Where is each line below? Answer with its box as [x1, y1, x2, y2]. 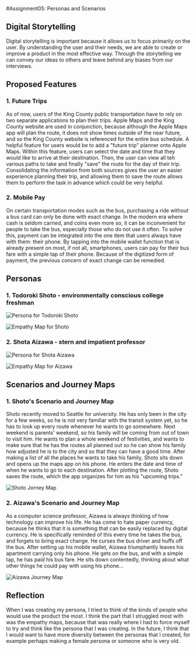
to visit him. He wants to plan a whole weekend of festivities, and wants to [6, 435, 184, 442]
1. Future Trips [6, 97, 47, 105]
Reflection [6, 591, 45, 601]
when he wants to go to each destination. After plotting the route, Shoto [6, 466, 179, 474]
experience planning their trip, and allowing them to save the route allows [6, 172, 183, 180]
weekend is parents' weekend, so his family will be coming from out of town [6, 429, 189, 436]
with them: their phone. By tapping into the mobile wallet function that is [6, 238, 180, 245]
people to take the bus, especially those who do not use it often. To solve [6, 225, 183, 232]
